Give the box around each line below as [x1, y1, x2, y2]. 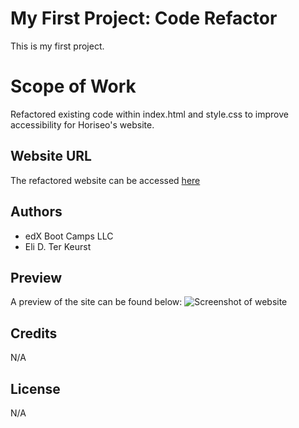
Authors [10, 203, 63, 221]
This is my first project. [10, 40, 105, 52]
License [10, 380, 61, 397]
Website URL [10, 148, 92, 165]
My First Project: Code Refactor [10, 7, 278, 30]
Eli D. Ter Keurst [24, 240, 92, 252]
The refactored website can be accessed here [10, 174, 201, 186]
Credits [10, 325, 58, 342]
